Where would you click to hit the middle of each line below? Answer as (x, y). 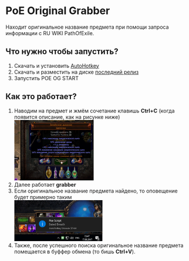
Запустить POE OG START (46, 78)
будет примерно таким (43, 197)
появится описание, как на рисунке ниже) (67, 117)
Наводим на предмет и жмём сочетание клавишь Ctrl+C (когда (94, 111)
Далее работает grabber (45, 185)
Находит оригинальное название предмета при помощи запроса (87, 27)
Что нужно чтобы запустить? (62, 52)
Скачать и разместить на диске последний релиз (76, 72)
